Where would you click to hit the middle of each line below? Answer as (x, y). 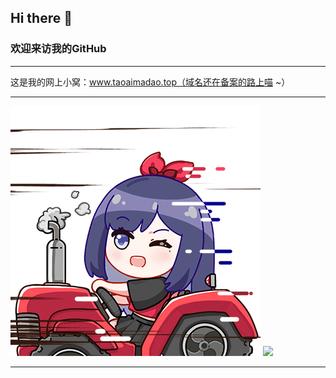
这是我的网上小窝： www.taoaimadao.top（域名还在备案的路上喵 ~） (150, 82)
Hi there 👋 (41, 18)
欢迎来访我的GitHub (58, 49)
